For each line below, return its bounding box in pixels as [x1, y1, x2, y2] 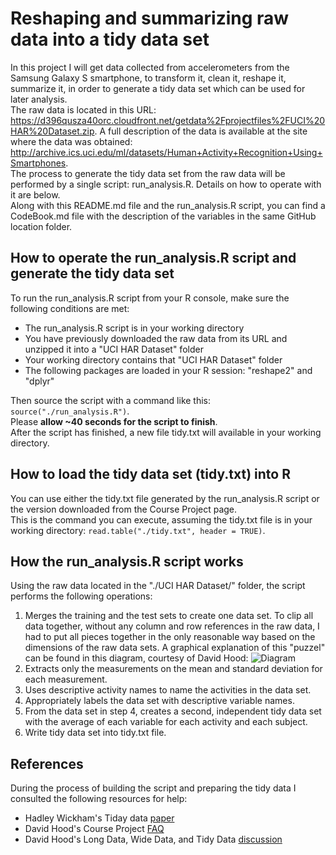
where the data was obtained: [10, 135, 133, 147]
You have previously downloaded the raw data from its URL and [24, 332, 288, 344]
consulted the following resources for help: [10, 793, 188, 805]
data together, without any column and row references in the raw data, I [24, 620, 320, 632]
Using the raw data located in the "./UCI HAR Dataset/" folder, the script [10, 580, 306, 592]
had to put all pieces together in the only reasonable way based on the [24, 631, 316, 643]
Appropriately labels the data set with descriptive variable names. [24, 695, 295, 707]
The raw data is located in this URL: [10, 103, 157, 116]
